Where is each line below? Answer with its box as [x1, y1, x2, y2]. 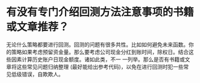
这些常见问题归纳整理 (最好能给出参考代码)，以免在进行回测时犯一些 [16, 63, 184, 70]
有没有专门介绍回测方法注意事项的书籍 [6, 5, 195, 19]
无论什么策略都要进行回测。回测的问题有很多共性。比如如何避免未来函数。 [6, 41, 189, 48]
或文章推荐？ [6, 20, 70, 34]
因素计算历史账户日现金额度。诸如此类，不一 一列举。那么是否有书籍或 [11, 56, 185, 63]
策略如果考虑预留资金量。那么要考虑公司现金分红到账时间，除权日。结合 [11, 48, 189, 55]
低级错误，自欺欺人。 [11, 71, 64, 78]
